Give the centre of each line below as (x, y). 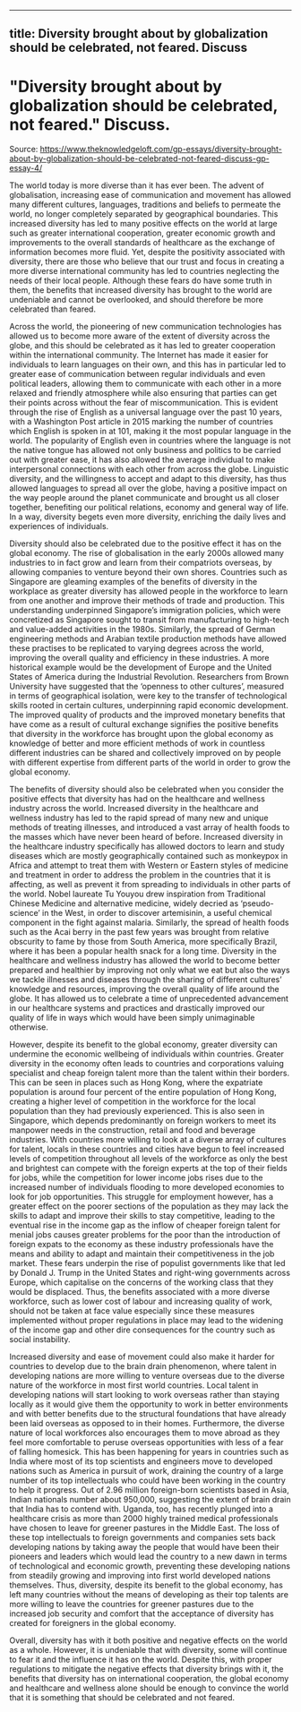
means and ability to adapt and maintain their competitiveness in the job (142, 1254)
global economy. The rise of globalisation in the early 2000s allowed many (147, 553)
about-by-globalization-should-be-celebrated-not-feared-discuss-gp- (140, 158)
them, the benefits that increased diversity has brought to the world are (141, 290)
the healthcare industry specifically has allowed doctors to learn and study (147, 846)
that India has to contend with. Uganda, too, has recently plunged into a (141, 1509)
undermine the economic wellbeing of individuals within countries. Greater (147, 1054)
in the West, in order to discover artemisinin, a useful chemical (157, 913)
